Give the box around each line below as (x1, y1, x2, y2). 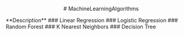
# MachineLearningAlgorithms (63, 5, 139, 12)
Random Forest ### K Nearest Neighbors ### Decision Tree (5, 23, 156, 30)
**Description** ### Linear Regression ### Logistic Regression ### (5, 17, 178, 23)
